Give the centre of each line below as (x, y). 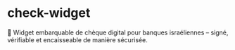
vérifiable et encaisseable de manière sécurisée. (77, 39)
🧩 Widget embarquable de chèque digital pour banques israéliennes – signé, (118, 32)
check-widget (49, 13)
